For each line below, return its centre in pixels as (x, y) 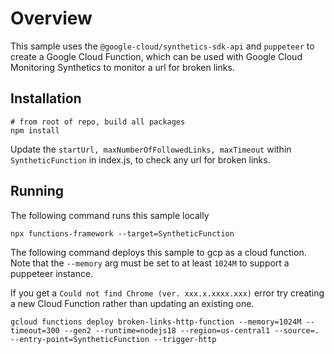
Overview (51, 18)
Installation (46, 98)
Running (37, 191)
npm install (35, 130)
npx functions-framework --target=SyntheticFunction (122, 233)
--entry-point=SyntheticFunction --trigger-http (113, 339)
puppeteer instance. (52, 273)
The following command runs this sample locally (110, 215)
